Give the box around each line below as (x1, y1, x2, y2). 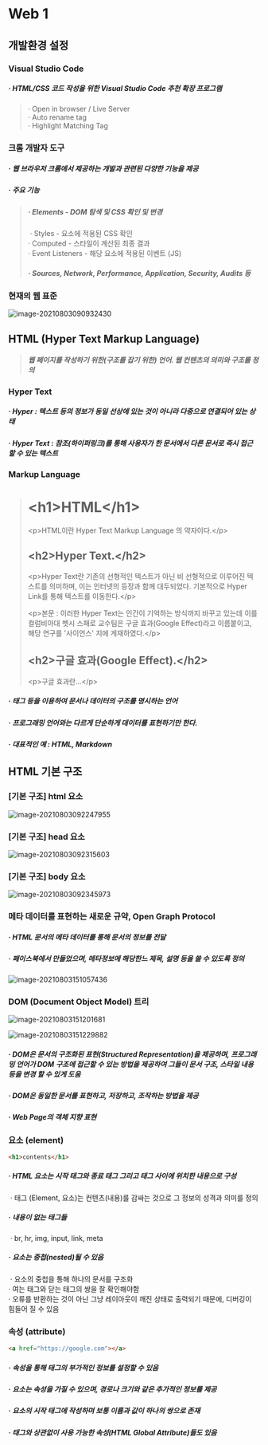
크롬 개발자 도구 (8, 143, 65, 154)
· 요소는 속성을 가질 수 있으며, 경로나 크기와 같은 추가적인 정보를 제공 (8, 1384, 217, 1394)
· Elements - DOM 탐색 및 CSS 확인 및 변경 (27, 207, 163, 216)
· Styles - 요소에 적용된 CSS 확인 (29, 229, 133, 238)
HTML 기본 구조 (8, 765, 83, 778)
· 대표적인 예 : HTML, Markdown (8, 739, 113, 750)
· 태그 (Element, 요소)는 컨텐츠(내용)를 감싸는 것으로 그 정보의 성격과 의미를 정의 (10, 1193, 258, 1203)
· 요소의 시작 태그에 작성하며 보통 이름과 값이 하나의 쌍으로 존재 (8, 1406, 200, 1415)
